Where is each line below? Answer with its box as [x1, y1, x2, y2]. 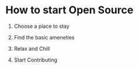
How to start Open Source [5, 3, 134, 17]
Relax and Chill [13, 45, 50, 52]
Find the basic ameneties [13, 34, 75, 41]
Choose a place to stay [13, 23, 69, 30]
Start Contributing [13, 56, 58, 63]
